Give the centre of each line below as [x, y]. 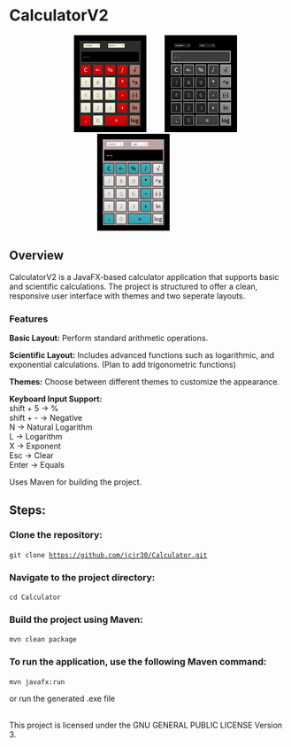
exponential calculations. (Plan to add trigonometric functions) [123, 365]
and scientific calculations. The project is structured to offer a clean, [134, 286]
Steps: [27, 510]
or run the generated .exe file [62, 698]
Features [29, 318]
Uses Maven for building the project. [76, 482]
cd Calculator [35, 598]
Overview [37, 256]
